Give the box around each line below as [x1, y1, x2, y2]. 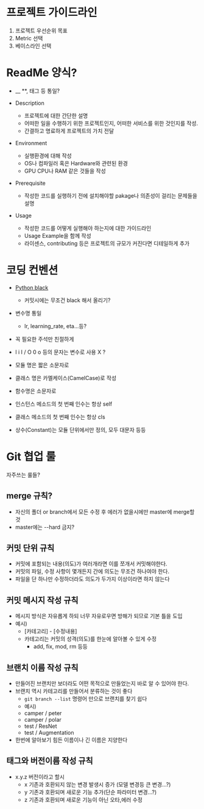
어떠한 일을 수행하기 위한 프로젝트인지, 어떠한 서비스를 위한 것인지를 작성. [24, 120, 199, 127]
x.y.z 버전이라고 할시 [15, 773, 65, 780]
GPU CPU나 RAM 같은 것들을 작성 [24, 167, 107, 174]
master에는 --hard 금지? [15, 523, 75, 531]
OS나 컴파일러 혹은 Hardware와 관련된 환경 [24, 159, 128, 167]
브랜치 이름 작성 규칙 [6, 663, 79, 673]
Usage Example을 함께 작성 [24, 232, 91, 239]
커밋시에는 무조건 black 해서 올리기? [24, 297, 111, 304]
